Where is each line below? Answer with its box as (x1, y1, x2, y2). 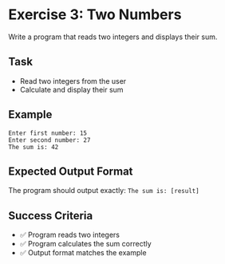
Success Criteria (8, 209, 93, 223)
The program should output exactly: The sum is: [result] (8, 186, 199, 195)
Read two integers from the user (19, 76, 127, 85)
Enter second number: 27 (8, 136, 91, 144)
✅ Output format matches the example (19, 248, 147, 258)
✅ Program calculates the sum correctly (19, 239, 152, 249)
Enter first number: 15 (8, 129, 88, 137)
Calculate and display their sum (19, 85, 124, 94)
